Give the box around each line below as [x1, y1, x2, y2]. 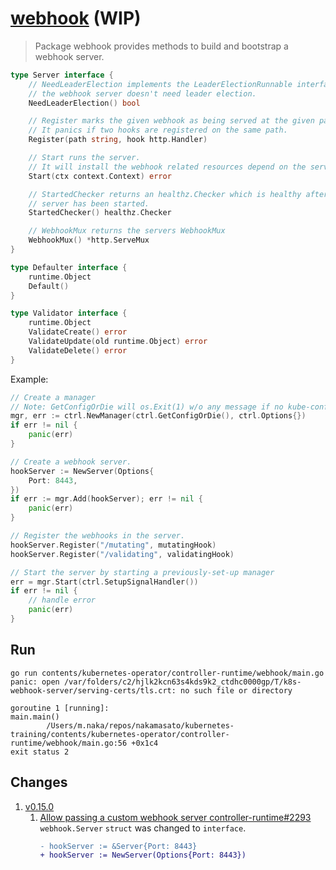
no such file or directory [180, 685, 293, 696]
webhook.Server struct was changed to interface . [39, 822, 247, 834]
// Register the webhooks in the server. [10, 531, 186, 541]
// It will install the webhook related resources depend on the [28, 162, 307, 172]
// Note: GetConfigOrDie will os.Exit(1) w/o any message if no [10, 402, 284, 412]
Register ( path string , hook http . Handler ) [28, 135, 208, 145]
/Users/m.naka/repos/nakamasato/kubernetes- [46, 720, 235, 731]
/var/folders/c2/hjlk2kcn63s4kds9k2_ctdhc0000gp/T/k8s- [63, 677, 302, 687]
